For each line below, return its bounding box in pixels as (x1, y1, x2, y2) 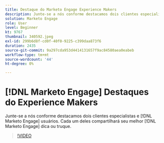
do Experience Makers (5, 97, 98, 108)
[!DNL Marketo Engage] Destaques (5, 87, 149, 98)
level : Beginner (5, 25, 38, 30)
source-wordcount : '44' (5, 57, 54, 62)
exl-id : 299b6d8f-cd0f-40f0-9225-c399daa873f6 (5, 39, 102, 44)
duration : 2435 (5, 43, 36, 48)
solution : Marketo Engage (5, 16, 58, 21)
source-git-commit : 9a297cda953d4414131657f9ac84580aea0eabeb (5, 48, 134, 53)
